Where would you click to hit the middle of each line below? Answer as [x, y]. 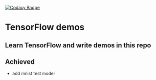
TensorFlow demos [45, 27]
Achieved [20, 62]
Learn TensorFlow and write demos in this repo [78, 45]
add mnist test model [33, 74]
